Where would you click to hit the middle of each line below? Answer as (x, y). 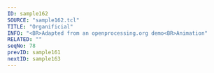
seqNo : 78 (22, 46)
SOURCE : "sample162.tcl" (43, 20)
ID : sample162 (28, 14)
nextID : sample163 (34, 59)
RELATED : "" (24, 40)
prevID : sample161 (34, 53)
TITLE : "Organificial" (40, 26)
